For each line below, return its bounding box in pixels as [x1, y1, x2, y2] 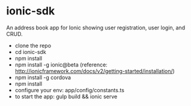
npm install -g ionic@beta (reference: [14, 61, 108, 68]
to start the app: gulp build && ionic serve [14, 93, 118, 100]
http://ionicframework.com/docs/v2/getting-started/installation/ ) [14, 67, 175, 74]
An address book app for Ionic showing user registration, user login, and [6, 24, 185, 31]
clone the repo [14, 42, 52, 49]
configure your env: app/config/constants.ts [14, 86, 125, 93]
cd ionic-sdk [14, 48, 46, 55]
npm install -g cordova [14, 74, 71, 81]
